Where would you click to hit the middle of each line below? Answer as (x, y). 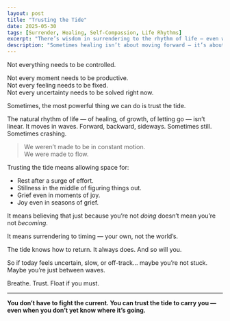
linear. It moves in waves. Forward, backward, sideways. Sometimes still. (110, 126)
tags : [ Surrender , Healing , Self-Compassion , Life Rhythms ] (95, 33)
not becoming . (27, 223)
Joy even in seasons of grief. (58, 202)
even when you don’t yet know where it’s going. (76, 310)
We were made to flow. (56, 154)
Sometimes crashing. (37, 133)
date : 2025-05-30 (32, 26)
